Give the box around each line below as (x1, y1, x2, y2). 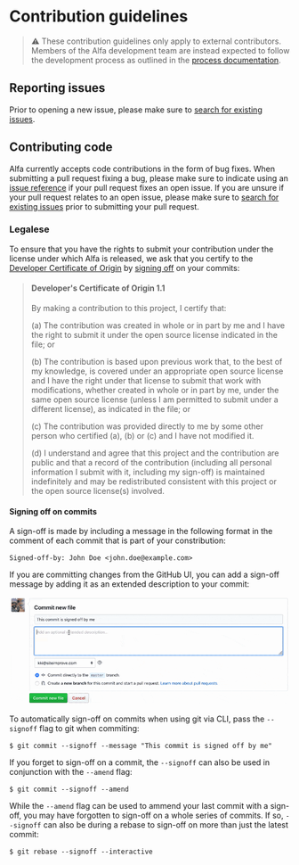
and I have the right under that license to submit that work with (30, 375, 262, 386)
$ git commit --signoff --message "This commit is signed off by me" (9, 742, 273, 751)
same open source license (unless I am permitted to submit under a (30, 394, 279, 405)
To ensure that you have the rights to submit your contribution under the (9, 243, 274, 254)
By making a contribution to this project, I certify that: (30, 303, 227, 314)
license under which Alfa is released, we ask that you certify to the (9, 252, 254, 264)
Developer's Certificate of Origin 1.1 (30, 283, 166, 293)
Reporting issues (9, 80, 106, 95)
